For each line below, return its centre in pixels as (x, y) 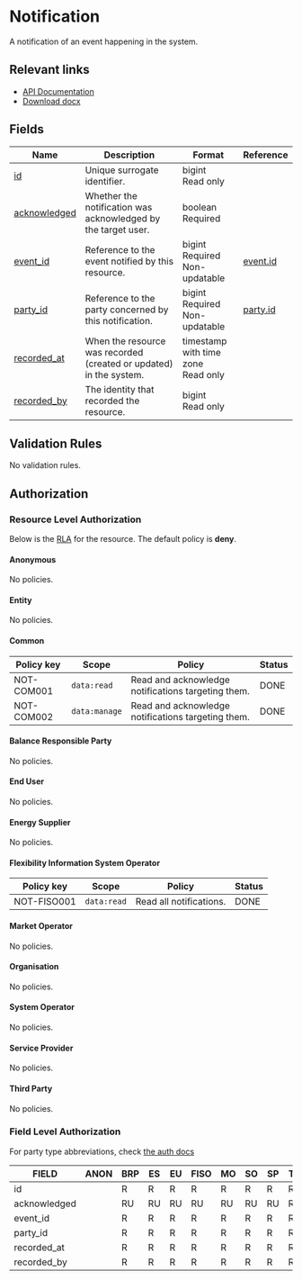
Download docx (51, 101)
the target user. (117, 230)
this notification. (119, 320)
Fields (27, 129)
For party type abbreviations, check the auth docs (102, 1151)
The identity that (120, 389)
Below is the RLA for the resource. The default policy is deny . (123, 539)
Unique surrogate (122, 170)
